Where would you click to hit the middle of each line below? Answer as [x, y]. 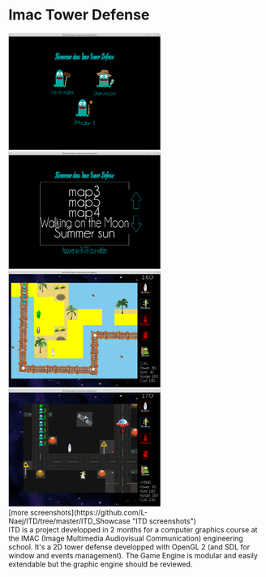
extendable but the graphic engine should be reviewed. [101, 564]
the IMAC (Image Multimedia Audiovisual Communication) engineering [126, 538]
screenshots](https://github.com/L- [89, 512]
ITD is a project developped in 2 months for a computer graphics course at [133, 529]
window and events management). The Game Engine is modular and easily [133, 555]
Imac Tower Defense [79, 15]
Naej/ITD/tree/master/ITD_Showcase [70, 521]
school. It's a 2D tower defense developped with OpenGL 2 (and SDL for [129, 547]
